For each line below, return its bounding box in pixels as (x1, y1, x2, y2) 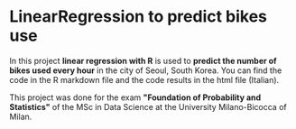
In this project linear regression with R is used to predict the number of (9, 55, 277, 66)
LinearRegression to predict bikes (9, 6, 268, 27)
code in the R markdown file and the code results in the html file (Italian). (9, 74, 280, 85)
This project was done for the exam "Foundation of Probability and (9, 92, 262, 103)
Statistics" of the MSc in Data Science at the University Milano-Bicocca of (9, 101, 287, 112)
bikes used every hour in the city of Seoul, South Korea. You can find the (9, 65, 282, 76)
